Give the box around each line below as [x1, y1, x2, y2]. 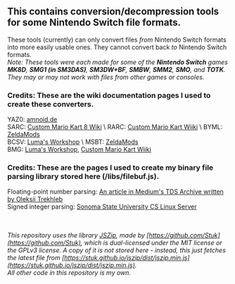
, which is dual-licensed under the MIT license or [80, 239, 223, 247]
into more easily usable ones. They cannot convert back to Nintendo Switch [7, 42, 227, 51]
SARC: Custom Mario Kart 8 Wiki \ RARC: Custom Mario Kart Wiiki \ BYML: [7, 123, 223, 131]
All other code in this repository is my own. [7, 268, 132, 277]
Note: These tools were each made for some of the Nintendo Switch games [7, 58, 229, 66]
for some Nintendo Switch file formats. [7, 17, 182, 29]
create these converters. [7, 99, 94, 109]
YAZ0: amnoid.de [7, 116, 58, 124]
